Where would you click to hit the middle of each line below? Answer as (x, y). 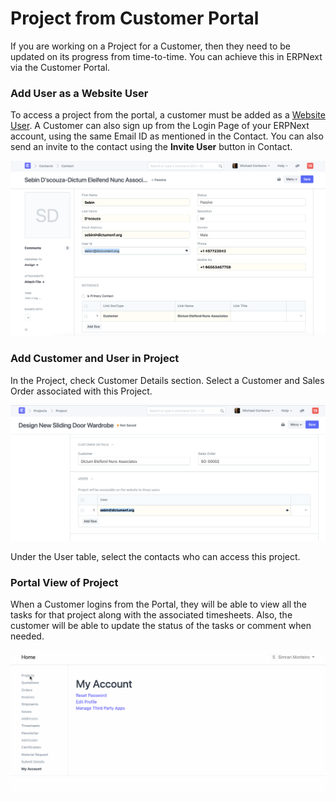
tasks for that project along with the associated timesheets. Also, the (151, 614)
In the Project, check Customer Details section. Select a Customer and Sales (167, 380)
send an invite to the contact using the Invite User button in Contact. (151, 147)
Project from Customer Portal (135, 18)
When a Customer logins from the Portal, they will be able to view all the (159, 604)
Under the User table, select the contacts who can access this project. (155, 556)
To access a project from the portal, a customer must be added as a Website (168, 115)
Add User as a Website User (79, 93)
